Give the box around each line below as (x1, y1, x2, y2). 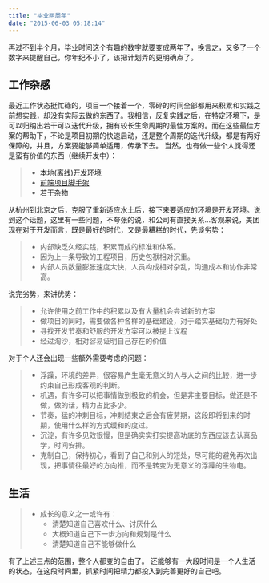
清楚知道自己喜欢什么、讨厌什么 (51, 519, 158, 529)
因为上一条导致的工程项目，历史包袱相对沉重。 (39, 252, 195, 261)
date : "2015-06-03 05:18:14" (8, 19, 106, 27)
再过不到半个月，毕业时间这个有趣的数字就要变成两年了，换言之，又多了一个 (8, 42, 261, 52)
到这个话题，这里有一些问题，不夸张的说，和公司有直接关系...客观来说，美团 (8, 215, 260, 225)
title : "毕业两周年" (8, 11, 70, 20)
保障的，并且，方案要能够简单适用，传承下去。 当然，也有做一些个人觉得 (8, 141, 249, 151)
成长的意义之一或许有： (39, 509, 118, 519)
